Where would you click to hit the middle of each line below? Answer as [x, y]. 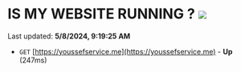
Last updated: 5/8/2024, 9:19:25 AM [69, 36]
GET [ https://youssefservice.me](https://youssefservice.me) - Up [126, 51]
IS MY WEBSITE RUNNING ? [102, 14]
